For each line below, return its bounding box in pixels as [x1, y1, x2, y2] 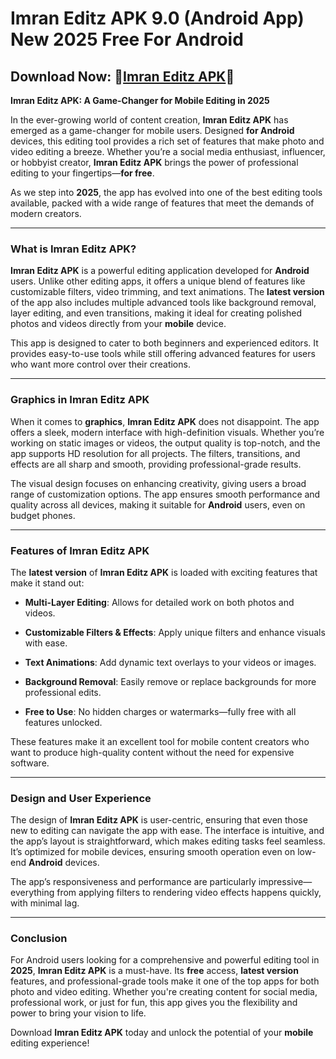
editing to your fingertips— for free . [10, 167, 155, 179]
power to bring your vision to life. [10, 1007, 147, 1019]
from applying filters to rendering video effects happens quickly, [56, 887, 322, 899]
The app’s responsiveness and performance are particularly [10, 876, 257, 888]
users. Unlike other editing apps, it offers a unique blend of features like [10, 275, 306, 287]
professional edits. [24, 686, 102, 698]
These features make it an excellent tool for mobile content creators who [10, 735, 310, 747]
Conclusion [10, 932, 68, 946]
